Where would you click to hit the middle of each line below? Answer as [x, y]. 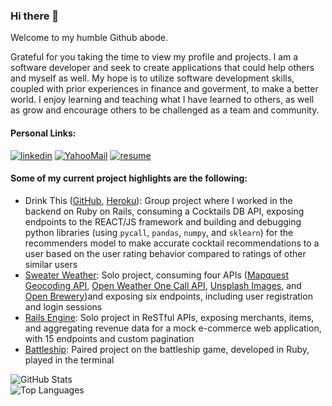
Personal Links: [43, 133]
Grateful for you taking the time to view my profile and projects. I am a [154, 57]
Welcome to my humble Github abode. [89, 38]
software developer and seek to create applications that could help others [162, 68]
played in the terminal [69, 360]
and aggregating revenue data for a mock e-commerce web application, [173, 328]
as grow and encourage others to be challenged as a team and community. [165, 110]
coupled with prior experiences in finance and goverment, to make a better [164, 89]
